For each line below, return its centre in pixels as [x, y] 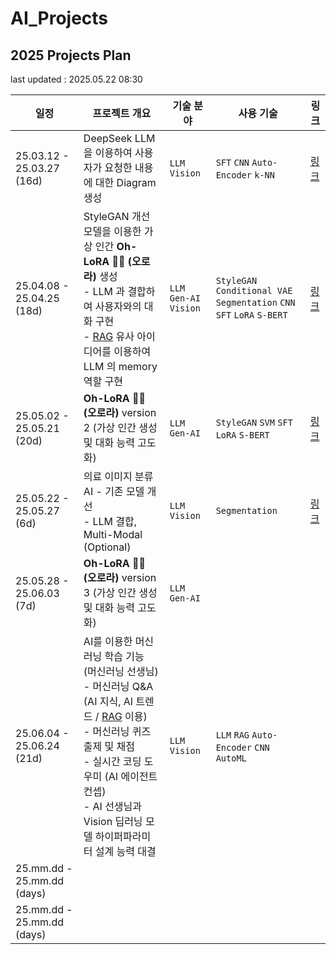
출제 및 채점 [109, 746]
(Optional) [107, 547]
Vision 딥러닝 [113, 821]
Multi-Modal [113, 534]
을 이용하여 [108, 152]
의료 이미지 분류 [118, 476]
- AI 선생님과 [113, 806]
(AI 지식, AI [108, 701]
